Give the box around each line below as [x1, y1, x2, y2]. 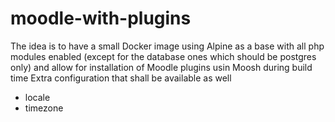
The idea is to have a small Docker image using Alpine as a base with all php [10, 40, 325, 52]
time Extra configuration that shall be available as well [10, 72, 232, 84]
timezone [24, 102, 64, 114]
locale [24, 91, 51, 103]
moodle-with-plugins [10, 7, 192, 30]
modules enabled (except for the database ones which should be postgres [10, 50, 317, 62]
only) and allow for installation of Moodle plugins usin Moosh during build [10, 61, 313, 73]
